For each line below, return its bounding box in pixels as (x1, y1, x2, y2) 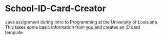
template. (5, 29, 24, 35)
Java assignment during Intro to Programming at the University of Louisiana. (5, 19, 159, 25)
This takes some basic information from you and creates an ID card (5, 24, 141, 30)
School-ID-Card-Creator (5, 3, 106, 14)
